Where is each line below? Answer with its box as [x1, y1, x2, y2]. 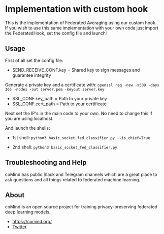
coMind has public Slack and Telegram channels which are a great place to [5, 171, 158, 177]
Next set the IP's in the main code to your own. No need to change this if [5, 110, 153, 116]
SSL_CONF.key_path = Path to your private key [12, 95, 107, 101]
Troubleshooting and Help [5, 158, 87, 167]
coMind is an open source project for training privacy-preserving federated [5, 204, 158, 210]
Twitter [12, 224, 27, 230]
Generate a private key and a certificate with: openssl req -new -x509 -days [5, 82, 160, 88]
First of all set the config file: [5, 58, 63, 63]
